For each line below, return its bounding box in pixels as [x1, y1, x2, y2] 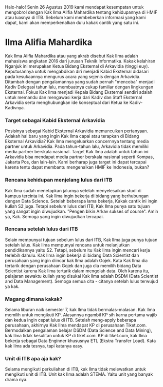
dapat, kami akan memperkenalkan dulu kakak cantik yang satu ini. [5, 20, 140, 25]
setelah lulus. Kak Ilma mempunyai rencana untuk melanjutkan [5, 242, 130, 248]
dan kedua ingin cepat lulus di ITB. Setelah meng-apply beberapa [5, 317, 136, 323]
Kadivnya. [5, 104, 25, 110]
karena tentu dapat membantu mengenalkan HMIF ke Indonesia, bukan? [5, 164, 149, 170]
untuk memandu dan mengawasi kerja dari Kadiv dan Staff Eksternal [5, 94, 142, 100]
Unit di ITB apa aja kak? [5, 355, 61, 362]
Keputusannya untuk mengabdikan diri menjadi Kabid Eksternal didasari [5, 68, 149, 74]
